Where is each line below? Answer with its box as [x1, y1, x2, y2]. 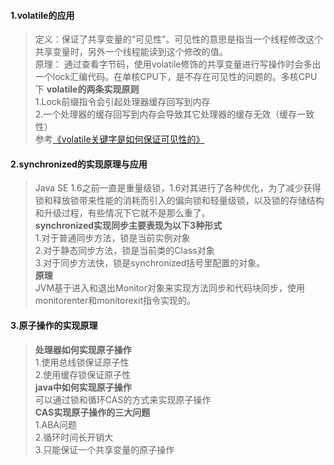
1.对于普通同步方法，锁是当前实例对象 [34, 232, 191, 244]
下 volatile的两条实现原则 [34, 83, 140, 95]
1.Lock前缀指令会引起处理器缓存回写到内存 [34, 96, 211, 108]
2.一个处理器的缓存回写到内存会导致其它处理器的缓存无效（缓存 [34, 108, 298, 120]
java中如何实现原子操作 [34, 381, 132, 393]
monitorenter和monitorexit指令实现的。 [34, 295, 196, 307]
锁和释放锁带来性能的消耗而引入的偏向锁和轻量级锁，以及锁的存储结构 [34, 195, 325, 207]
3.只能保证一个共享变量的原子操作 [34, 443, 175, 455]
